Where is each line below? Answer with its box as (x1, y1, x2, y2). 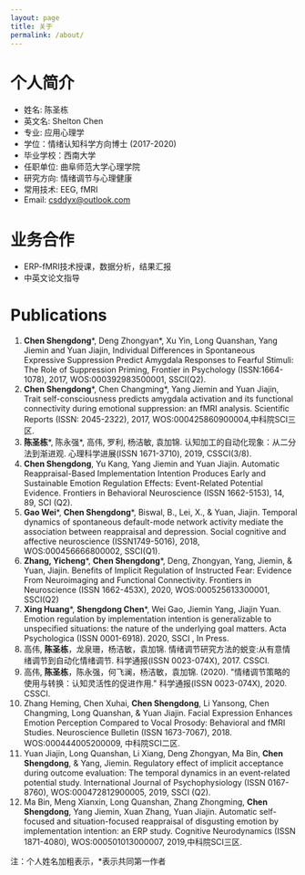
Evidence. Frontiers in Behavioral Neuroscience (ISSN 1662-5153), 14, (23, 487, 285, 498)
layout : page (10, 13, 60, 23)
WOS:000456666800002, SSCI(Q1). (23, 546, 160, 557)
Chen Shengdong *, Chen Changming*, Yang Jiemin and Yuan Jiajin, (23, 384, 280, 395)
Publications (10, 305, 107, 326)
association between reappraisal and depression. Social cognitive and (23, 526, 287, 537)
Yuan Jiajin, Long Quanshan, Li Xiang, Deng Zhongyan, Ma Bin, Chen (23, 748, 283, 759)
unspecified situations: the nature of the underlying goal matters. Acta (23, 623, 287, 634)
